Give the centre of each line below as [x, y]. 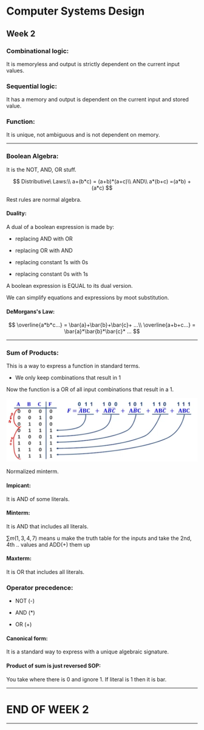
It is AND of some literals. [38, 499]
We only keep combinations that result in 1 [68, 378]
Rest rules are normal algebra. [44, 199]
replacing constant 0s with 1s [52, 274]
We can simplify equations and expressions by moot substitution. [88, 297]
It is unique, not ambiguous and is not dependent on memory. [83, 135]
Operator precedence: [40, 587]
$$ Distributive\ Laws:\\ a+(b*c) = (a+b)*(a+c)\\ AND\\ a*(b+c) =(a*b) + [102, 181]
